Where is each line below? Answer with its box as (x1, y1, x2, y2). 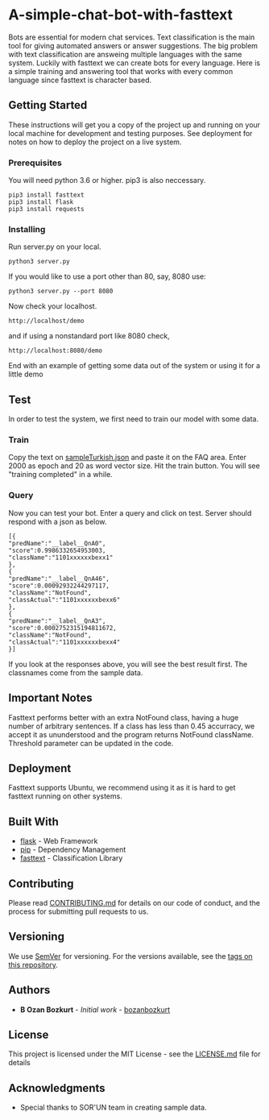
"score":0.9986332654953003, (8, 546, 106, 554)
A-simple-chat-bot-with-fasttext (8, 6, 234, 24)
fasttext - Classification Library (19, 853, 123, 863)
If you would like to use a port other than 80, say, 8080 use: (8, 272, 207, 281)
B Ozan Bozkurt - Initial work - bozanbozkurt (19, 1005, 171, 1014)
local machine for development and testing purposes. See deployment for (8, 128, 253, 138)
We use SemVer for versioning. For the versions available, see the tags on (8, 951, 253, 960)
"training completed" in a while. (8, 470, 113, 479)
